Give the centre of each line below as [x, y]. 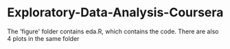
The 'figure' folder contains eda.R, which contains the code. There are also [113, 31]
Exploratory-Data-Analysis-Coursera [115, 13]
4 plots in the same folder [43, 38]
